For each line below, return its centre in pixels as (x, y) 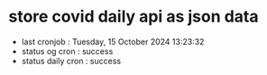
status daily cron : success (71, 61)
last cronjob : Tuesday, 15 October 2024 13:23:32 (113, 42)
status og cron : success (67, 51)
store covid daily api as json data (133, 17)
